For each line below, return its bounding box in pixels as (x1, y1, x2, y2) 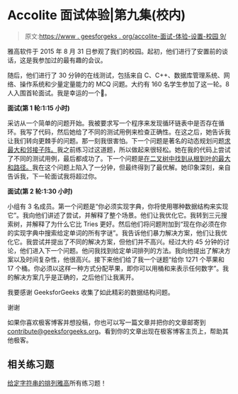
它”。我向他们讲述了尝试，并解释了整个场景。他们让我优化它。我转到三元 (7, 210, 222, 219)
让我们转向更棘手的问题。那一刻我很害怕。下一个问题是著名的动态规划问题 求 (7, 136, 231, 145)
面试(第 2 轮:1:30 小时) (7, 186, 73, 196)
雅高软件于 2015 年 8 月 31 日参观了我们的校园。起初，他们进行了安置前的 (7, 47, 222, 55)
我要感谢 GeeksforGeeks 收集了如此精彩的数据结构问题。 (7, 288, 174, 296)
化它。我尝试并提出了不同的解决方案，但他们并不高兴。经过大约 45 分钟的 (7, 237, 224, 246)
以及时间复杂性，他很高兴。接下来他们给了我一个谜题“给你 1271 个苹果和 (13, 255, 225, 264)
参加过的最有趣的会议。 (38, 55, 107, 64)
